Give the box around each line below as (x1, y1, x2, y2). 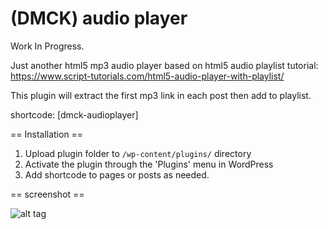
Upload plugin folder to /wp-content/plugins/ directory (24, 147, 252, 159)
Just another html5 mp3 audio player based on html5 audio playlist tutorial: (10, 59, 319, 71)
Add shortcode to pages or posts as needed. (24, 168, 210, 181)
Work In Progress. (10, 40, 85, 52)
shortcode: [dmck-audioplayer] (10, 108, 139, 121)
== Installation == (10, 128, 84, 140)
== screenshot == (10, 188, 85, 200)
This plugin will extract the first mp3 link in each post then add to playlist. (10, 89, 312, 101)
